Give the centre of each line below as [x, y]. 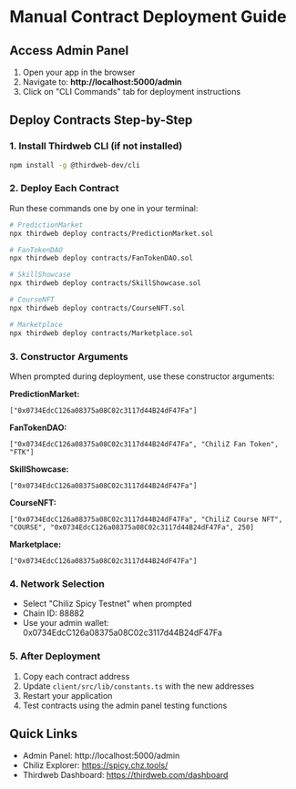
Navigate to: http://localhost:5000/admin [102, 82]
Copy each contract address [76, 676]
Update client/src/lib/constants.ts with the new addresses [138, 686]
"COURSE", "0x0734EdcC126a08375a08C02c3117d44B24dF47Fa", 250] [132, 527]
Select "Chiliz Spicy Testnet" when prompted [107, 604]
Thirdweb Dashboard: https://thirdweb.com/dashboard [125, 775]
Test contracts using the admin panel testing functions [125, 705]
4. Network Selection [57, 583]
